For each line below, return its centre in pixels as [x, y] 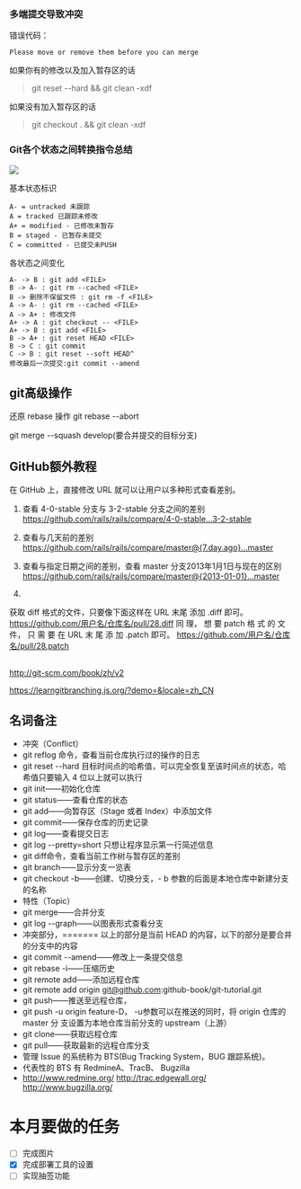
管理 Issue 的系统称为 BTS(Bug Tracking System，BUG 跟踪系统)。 [146, 1057]
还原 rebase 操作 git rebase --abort [74, 416]
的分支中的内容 [50, 946]
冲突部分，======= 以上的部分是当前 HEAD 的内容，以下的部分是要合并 [157, 935]
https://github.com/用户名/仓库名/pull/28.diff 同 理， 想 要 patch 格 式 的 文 [147, 624]
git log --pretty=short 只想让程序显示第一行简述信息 [118, 845]
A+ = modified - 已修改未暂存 [62, 226]
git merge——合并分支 [64, 912]
